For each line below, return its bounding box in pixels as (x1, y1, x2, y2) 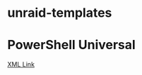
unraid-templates (7, 5, 112, 21)
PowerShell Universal (7, 37, 136, 53)
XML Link (7, 60, 35, 69)
